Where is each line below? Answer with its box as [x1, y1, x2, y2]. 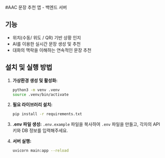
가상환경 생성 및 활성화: [12, 77, 58, 83]
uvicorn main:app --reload [12, 148, 69, 153]
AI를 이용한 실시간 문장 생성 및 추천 [12, 40, 81, 46]
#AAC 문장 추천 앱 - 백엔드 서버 [5, 4, 67, 10]
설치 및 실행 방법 [5, 63, 52, 71]
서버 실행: [12, 138, 31, 144]
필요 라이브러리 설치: [12, 101, 53, 107]
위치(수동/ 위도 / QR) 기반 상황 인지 [12, 34, 81, 40]
